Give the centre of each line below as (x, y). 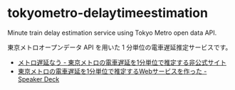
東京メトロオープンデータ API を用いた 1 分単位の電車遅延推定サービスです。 (120, 47)
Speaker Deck (38, 79)
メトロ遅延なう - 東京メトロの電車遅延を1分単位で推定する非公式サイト (122, 62)
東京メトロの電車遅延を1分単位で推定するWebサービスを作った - (112, 71)
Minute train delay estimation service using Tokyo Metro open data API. (112, 33)
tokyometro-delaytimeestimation (108, 13)
